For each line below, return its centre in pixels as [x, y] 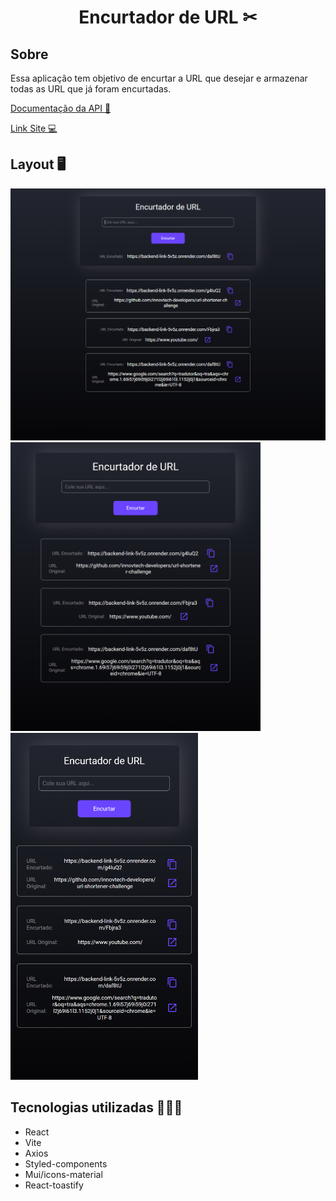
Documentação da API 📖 [61, 108]
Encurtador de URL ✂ [168, 17]
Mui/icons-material [63, 1174]
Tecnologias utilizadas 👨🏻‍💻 [96, 1107]
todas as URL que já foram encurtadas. [91, 89]
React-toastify [54, 1185]
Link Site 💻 [34, 128]
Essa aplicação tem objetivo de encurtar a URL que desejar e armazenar [159, 78]
